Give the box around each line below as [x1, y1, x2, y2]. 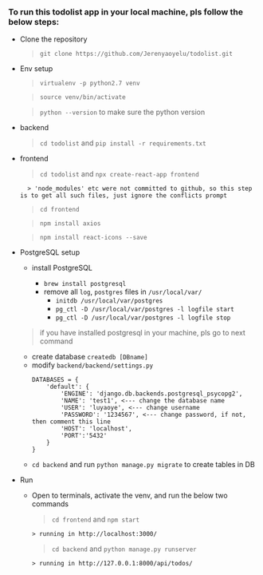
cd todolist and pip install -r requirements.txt [39, 138, 206, 148]
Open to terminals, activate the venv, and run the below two [31, 490, 229, 501]
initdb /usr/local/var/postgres [55, 297, 163, 305]
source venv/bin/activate [39, 93, 126, 101]
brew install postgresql [43, 280, 127, 288]
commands [31, 499, 69, 509]
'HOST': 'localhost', [60, 425, 133, 433]
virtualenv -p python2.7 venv [39, 79, 141, 88]
